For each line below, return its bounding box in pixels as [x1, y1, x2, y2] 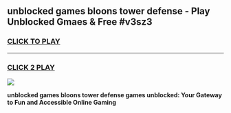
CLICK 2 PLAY [7, 62, 55, 72]
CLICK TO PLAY [7, 37, 60, 47]
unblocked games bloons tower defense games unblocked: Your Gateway [7, 90, 222, 99]
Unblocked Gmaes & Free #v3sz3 [7, 16, 153, 28]
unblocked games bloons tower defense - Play [7, 5, 210, 17]
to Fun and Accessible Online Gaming [7, 98, 117, 106]
